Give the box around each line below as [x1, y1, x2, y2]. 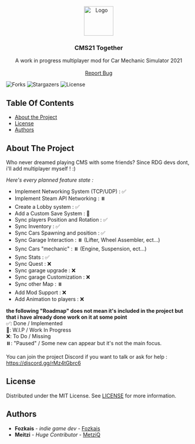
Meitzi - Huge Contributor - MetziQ [14, 431, 101, 438]
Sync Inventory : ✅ [14, 222, 60, 229]
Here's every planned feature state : [6, 176, 94, 183]
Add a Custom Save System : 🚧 [14, 209, 90, 217]
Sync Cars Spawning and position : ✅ [14, 229, 106, 236]
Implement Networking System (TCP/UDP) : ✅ [14, 188, 126, 195]
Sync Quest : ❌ [14, 260, 52, 267]
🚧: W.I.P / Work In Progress [6, 326, 72, 333]
